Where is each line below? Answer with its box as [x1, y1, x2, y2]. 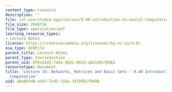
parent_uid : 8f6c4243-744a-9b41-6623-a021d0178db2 [5, 60, 116, 65]
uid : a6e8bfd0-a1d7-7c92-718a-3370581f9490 [5, 79, 100, 84]
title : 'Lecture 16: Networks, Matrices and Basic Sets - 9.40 [5, 70, 143, 75]
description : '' [5, 12, 40, 17]
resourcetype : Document [5, 64, 56, 70]
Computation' [10, 74, 38, 79]
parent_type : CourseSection [5, 55, 66, 60]
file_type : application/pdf [5, 27, 66, 32]
